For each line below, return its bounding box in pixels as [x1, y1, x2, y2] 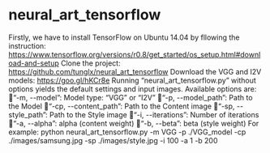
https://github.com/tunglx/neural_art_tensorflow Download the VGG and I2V [8, 66, 262, 76]
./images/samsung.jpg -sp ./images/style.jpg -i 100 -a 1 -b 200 [8, 135, 218, 145]
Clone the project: [60, 58, 121, 68]
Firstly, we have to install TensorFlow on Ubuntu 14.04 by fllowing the [8, 32, 240, 42]
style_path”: [8, 109, 49, 119]
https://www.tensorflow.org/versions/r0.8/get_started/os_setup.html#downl [8, 49, 261, 59]
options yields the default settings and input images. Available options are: [8, 83, 257, 94]
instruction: [8, 40, 46, 50]
